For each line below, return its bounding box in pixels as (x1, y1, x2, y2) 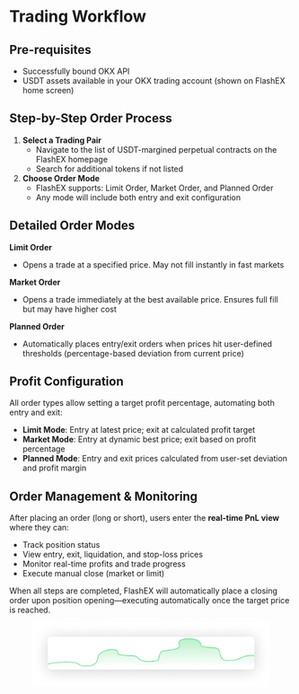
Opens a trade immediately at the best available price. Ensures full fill (22, 294, 278, 304)
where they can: (9, 523, 69, 533)
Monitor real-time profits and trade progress (22, 558, 186, 569)
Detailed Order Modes (9, 218, 136, 233)
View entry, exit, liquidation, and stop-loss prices (22, 549, 204, 560)
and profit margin (22, 462, 87, 473)
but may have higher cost (22, 303, 117, 314)
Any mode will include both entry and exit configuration (35, 191, 242, 203)
